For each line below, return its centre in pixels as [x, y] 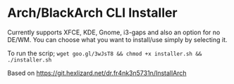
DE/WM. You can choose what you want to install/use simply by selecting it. [117, 39]
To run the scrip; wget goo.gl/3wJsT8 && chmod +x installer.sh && [105, 53]
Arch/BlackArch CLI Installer [92, 13]
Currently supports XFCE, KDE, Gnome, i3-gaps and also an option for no [114, 32]
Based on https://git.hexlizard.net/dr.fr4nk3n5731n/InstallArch [97, 73]
